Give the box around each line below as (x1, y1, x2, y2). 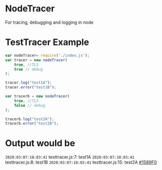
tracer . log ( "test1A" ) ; (5, 80, 52, 85)
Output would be (5, 138, 75, 149)
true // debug (14, 67, 43, 72)
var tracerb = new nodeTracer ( (5, 94, 70, 99)
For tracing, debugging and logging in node (5, 19, 94, 25)
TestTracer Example (5, 37, 89, 48)
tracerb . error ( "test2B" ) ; (5, 121, 58, 126)
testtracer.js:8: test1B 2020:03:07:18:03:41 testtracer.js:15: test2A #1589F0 (5, 159, 157, 166)
